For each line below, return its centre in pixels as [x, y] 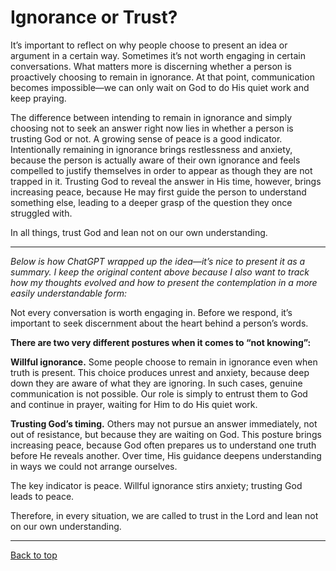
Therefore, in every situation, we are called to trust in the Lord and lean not [164, 515]
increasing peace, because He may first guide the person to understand [158, 192]
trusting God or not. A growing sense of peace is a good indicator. [146, 138]
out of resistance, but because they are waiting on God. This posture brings [166, 434]
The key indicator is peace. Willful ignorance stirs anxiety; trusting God [156, 485]
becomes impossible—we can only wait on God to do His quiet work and [160, 87]
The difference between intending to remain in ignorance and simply [151, 117]
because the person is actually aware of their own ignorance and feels [155, 160]
